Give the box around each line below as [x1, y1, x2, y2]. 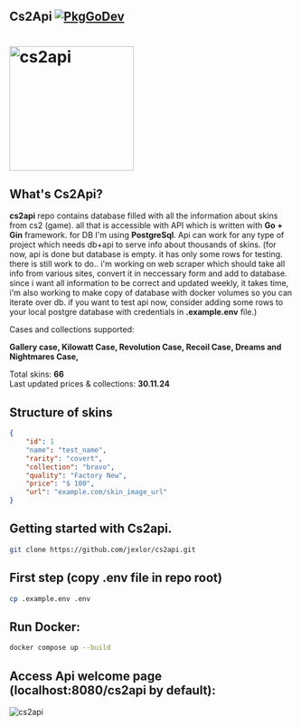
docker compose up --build [9, 644, 111, 653]
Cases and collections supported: [9, 324, 135, 335]
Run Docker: [9, 619, 81, 635]
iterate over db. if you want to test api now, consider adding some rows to [9, 297, 284, 308]
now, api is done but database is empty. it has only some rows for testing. [9, 249, 283, 260]
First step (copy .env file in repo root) [9, 570, 223, 586]
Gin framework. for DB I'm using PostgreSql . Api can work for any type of [9, 230, 285, 241]
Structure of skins [9, 405, 113, 420]
